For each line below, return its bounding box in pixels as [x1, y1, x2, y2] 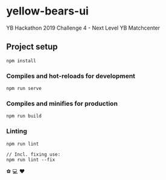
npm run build [6, 113, 42, 119]
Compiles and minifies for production [6, 99, 118, 108]
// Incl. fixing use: [6, 151, 61, 158]
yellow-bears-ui [6, 4, 89, 18]
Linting [6, 127, 27, 135]
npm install [6, 57, 36, 64]
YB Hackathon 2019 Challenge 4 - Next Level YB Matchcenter [6, 24, 161, 31]
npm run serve [6, 86, 42, 92]
